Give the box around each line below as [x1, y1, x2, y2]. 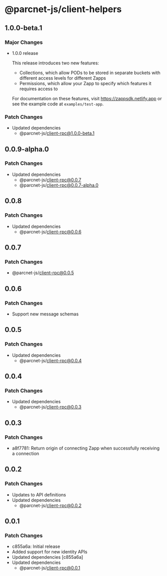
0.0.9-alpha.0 [5, 145, 49, 153]
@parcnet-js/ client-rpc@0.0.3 [19, 404, 82, 410]
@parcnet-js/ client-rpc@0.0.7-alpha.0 [19, 182, 99, 188]
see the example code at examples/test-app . [12, 101, 104, 107]
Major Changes [5, 39, 43, 46]
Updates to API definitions [12, 491, 66, 497]
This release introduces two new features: [12, 59, 99, 66]
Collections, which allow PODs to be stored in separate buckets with [19, 70, 161, 76]
